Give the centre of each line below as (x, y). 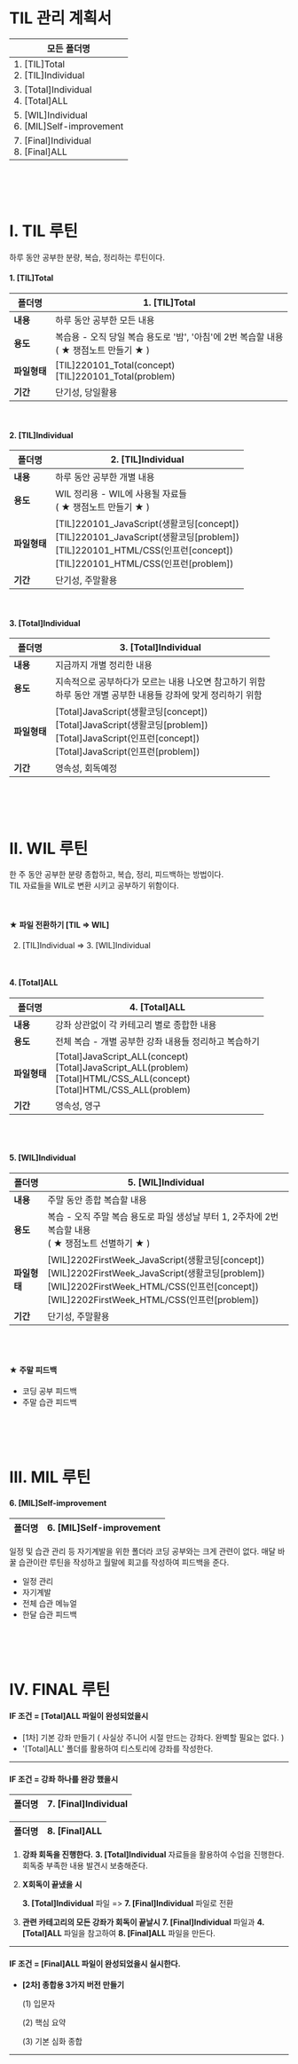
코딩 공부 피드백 (49, 1391)
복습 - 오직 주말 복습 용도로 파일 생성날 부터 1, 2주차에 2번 (163, 1217)
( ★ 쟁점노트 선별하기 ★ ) (99, 1244)
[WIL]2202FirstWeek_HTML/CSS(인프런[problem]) (153, 1300)
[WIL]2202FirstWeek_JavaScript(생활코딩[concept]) (156, 1260)
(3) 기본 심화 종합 (52, 2042)
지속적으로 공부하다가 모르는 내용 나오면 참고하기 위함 (160, 682)
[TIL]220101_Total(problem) (115, 376)
